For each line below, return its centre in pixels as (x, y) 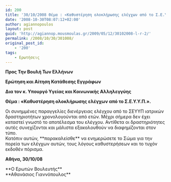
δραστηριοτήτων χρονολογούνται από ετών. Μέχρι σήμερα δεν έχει (78, 117)
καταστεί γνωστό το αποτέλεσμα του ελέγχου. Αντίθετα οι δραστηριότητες (85, 122)
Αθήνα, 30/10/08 (24, 159)
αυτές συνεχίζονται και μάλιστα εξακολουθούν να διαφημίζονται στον (81, 127)
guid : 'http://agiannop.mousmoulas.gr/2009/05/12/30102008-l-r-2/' (78, 34)
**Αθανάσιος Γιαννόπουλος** (38, 174)
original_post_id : (25, 43)
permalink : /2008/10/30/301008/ (39, 39)
